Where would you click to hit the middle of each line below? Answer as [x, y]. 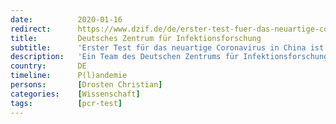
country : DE [48, 66]
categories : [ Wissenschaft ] [75, 94]
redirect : [31, 29]
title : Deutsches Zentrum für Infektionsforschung [136, 38]
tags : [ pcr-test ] [66, 103]
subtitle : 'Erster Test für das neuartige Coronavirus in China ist [167, 47]
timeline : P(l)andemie [69, 76]
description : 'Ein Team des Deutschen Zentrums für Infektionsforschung [169, 57]
